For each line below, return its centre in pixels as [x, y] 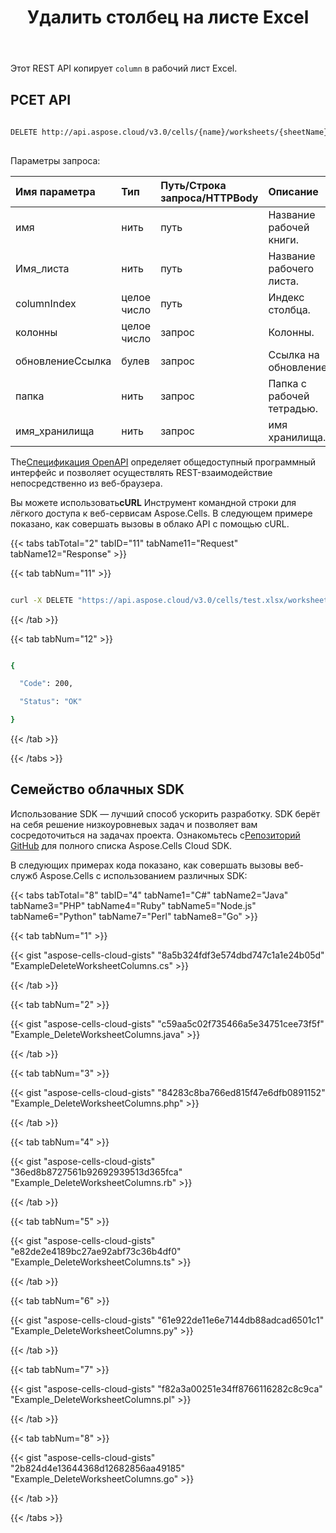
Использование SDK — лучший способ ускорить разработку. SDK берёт [165, 813]
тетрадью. [293, 408]
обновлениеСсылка [63, 361]
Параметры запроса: [55, 160]
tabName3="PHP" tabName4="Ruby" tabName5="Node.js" [133, 905]
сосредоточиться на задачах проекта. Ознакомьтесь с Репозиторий [155, 835]
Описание [293, 191]
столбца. [289, 309]
